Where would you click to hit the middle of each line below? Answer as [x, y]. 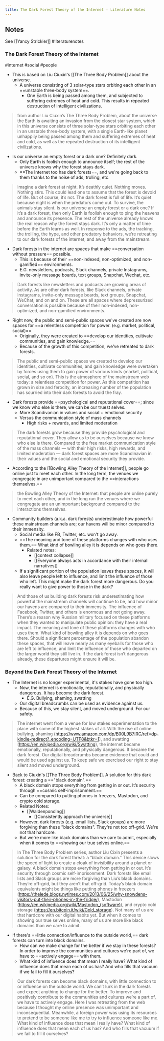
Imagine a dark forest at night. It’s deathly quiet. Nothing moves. [82, 187]
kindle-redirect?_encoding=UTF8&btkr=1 [58, 739]
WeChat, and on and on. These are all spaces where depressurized [85, 300]
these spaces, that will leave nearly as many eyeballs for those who [85, 643]
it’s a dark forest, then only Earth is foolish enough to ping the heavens [88, 213]
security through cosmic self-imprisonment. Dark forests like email [84, 873]
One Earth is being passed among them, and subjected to [85, 95]
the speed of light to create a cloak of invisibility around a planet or [84, 863]
